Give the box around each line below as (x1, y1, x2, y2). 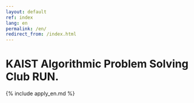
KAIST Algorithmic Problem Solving (5, 57, 189, 71)
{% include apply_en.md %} (5, 90, 75, 97)
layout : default (5, 8, 47, 15)
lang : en (5, 20, 28, 26)
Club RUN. (5, 70, 59, 84)
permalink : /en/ (5, 25, 47, 32)
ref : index (5, 14, 33, 20)
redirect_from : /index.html (5, 31, 77, 37)
